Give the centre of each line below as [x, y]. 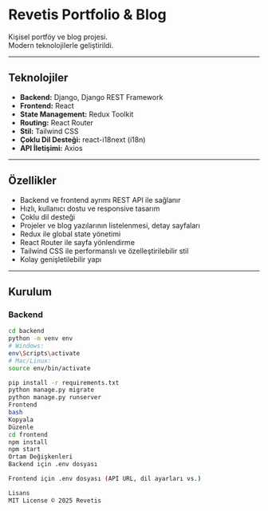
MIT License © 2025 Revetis [55, 501]
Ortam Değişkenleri [41, 457]
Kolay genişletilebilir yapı [61, 259]
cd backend [26, 331]
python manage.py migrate [51, 390]
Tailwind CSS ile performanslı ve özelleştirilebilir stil [104, 251]
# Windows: [26, 346]
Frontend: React [47, 105]
